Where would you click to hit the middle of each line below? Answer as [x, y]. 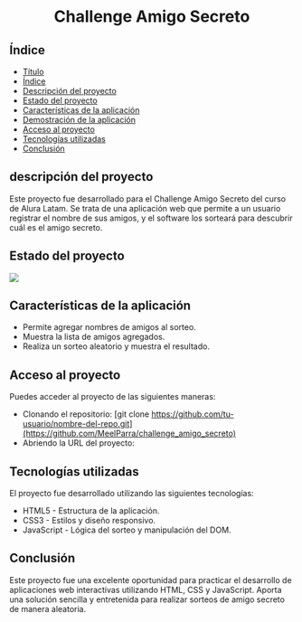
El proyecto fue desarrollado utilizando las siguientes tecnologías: [132, 494]
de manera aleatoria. [48, 608]
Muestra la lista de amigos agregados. [94, 337]
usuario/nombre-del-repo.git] [77, 424]
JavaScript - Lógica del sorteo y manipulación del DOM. [127, 530]
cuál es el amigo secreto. [56, 227]
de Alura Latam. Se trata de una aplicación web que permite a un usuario [145, 208]
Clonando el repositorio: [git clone [86, 414]
